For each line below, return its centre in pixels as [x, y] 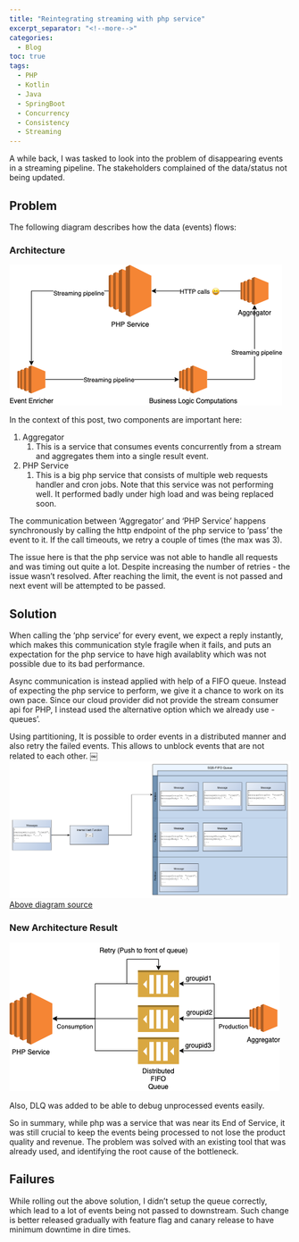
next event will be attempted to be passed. [87, 586]
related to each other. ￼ [54, 756]
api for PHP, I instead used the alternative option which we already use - [142, 709]
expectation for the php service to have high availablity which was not [138, 655]
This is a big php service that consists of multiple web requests [152, 475]
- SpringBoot [42, 104]
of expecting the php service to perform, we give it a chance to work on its [146, 691]
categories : [31, 38]
